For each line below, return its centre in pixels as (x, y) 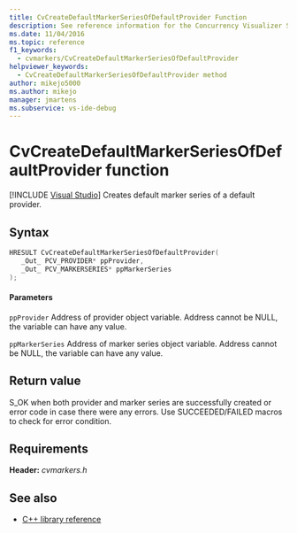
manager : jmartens (43, 100)
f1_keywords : (33, 50)
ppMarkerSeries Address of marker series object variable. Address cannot (143, 344)
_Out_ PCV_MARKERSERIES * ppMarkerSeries (96, 269)
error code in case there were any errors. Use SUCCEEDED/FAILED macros (146, 412)
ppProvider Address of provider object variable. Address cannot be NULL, (144, 317)
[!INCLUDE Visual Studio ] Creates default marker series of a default (132, 195)
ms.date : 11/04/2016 (47, 34)
